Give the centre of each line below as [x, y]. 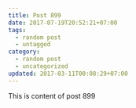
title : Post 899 [35, 15]
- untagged [33, 45]
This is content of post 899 [52, 95]
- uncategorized [42, 67]
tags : [17, 30]
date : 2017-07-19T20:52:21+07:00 [63, 23]
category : [24, 52]
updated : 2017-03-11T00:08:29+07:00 [68, 74]
